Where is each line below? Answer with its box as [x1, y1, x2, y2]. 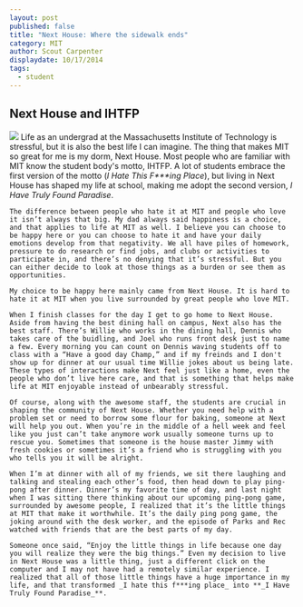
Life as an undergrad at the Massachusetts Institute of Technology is [20, 131, 278, 142]
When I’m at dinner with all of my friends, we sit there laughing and [9, 469, 286, 478]
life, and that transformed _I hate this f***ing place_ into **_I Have [9, 581, 290, 590]
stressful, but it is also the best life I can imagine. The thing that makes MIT [9, 141, 289, 152]
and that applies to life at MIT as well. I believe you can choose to [9, 223, 286, 232]
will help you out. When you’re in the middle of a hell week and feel [9, 422, 286, 431]
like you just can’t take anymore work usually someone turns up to [9, 429, 274, 439]
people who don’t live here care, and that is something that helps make [9, 373, 295, 383]
